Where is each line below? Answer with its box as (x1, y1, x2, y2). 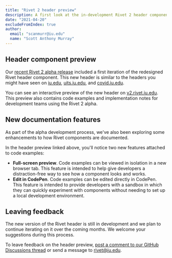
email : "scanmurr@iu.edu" (10, 31, 66, 36)
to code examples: (5, 150, 45, 156)
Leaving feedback (5, 207, 64, 216)
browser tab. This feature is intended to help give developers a (12, 165, 145, 171)
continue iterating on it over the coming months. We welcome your (5, 226, 146, 232)
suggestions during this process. (5, 232, 75, 238)
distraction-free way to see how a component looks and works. (12, 170, 147, 177)
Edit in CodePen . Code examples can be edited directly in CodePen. (12, 176, 157, 182)
